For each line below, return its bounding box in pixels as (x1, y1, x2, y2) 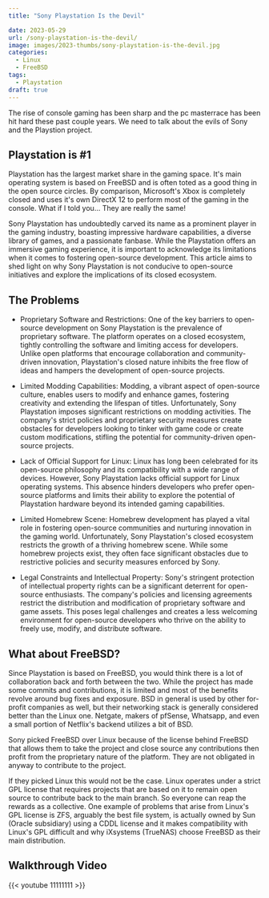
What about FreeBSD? (8, 647, 121, 661)
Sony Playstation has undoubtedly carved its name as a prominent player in (8, 219, 257, 229)
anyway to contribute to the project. (8, 760, 126, 770)
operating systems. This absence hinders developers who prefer (19, 482, 234, 491)
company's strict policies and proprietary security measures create (19, 415, 243, 425)
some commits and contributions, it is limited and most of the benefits (8, 685, 239, 694)
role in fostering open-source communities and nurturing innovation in (19, 523, 252, 533)
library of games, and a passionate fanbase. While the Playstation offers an (8, 236, 256, 245)
